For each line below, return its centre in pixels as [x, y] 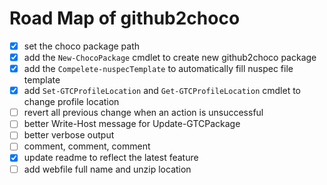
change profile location [71, 102]
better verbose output [69, 135]
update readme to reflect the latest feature [111, 158]
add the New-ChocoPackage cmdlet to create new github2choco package [170, 57]
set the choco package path [82, 46]
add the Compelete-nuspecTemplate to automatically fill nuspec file [158, 69]
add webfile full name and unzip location [107, 169]
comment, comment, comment [87, 146]
